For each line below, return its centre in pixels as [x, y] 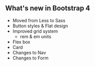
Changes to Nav [29, 52]
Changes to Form [30, 58]
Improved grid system [35, 31]
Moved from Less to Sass [39, 20]
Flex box [21, 42]
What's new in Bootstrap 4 [48, 8]
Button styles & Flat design [40, 26]
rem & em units [36, 36]
